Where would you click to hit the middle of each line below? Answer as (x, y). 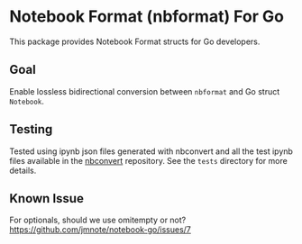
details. (23, 170)
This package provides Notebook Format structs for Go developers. (135, 41)
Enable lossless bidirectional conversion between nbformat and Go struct (145, 91)
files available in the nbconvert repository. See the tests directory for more (149, 160)
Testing (31, 129)
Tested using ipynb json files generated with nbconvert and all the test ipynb (151, 151)
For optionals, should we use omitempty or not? (98, 220)
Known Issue (46, 199)
